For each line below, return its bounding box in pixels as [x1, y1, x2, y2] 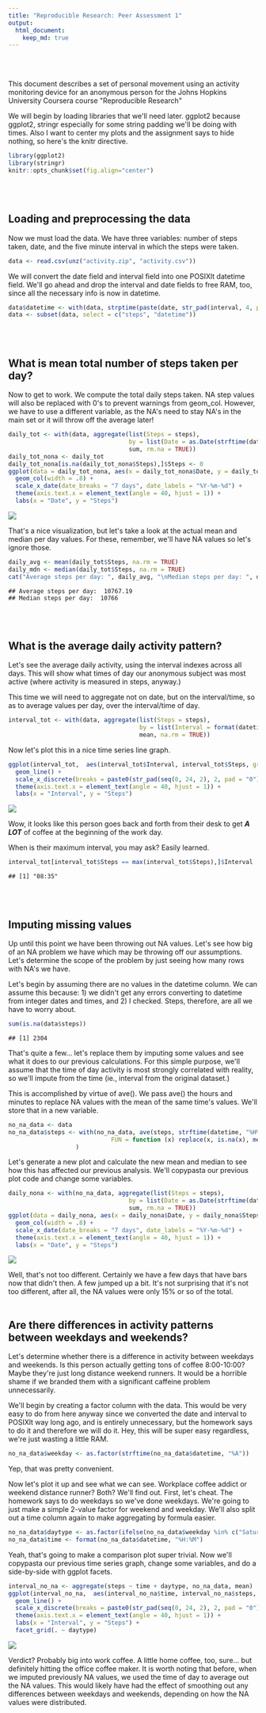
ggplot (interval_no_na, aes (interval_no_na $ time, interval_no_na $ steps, [8, 1589, 257, 1597]
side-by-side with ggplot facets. [8, 1566, 112, 1576]
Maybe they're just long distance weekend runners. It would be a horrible [8, 1368, 247, 1378]
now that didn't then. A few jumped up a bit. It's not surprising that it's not [8, 1278, 249, 1288]
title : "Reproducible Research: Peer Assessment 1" [8, 11, 182, 20]
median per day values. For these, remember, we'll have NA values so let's [8, 534, 252, 543]
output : [8, 19, 34, 27]
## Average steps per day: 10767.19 [8, 587, 133, 595]
